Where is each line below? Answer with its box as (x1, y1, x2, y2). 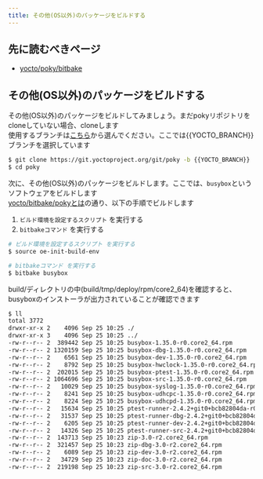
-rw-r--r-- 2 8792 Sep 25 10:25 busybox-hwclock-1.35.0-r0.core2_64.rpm (8, 360, 261, 369)
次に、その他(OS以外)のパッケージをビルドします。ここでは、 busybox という (8, 178, 252, 188)
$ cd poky (8, 163, 41, 171)
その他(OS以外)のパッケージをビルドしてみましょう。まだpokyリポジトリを (8, 111, 250, 120)
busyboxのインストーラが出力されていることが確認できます (8, 294, 200, 303)
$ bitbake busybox (8, 269, 68, 277)
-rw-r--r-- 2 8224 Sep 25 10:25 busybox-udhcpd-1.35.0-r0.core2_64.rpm (8, 397, 258, 405)
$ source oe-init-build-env (8, 247, 100, 255)
